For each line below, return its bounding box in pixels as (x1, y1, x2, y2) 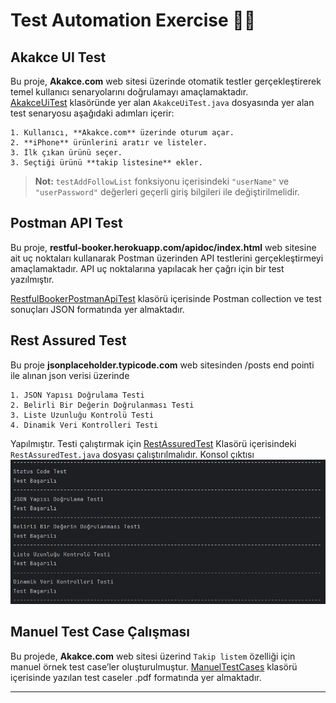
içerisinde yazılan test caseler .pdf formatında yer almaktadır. (10, 671, 262, 683)
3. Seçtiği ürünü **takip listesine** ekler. (10, 158, 203, 168)
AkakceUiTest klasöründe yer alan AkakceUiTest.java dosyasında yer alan (10, 97, 315, 108)
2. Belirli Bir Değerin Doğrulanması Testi (10, 400, 195, 410)
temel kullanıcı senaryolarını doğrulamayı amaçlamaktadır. (10, 86, 249, 98)
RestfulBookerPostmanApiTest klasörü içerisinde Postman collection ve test (10, 292, 322, 304)
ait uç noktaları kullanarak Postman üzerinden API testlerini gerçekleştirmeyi (10, 252, 324, 264)
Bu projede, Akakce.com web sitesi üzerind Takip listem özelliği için (10, 650, 296, 662)
